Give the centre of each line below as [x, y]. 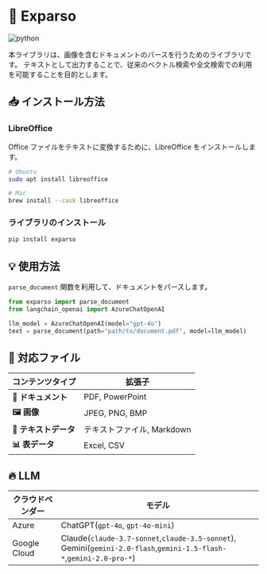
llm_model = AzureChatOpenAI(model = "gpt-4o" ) [85, 324]
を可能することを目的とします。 [60, 74]
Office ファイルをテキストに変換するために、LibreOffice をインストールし [128, 147]
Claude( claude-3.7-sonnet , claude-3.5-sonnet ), [149, 538]
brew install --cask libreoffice [64, 201]
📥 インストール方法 [57, 102]
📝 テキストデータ [44, 430]
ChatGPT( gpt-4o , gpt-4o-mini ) [118, 526]
